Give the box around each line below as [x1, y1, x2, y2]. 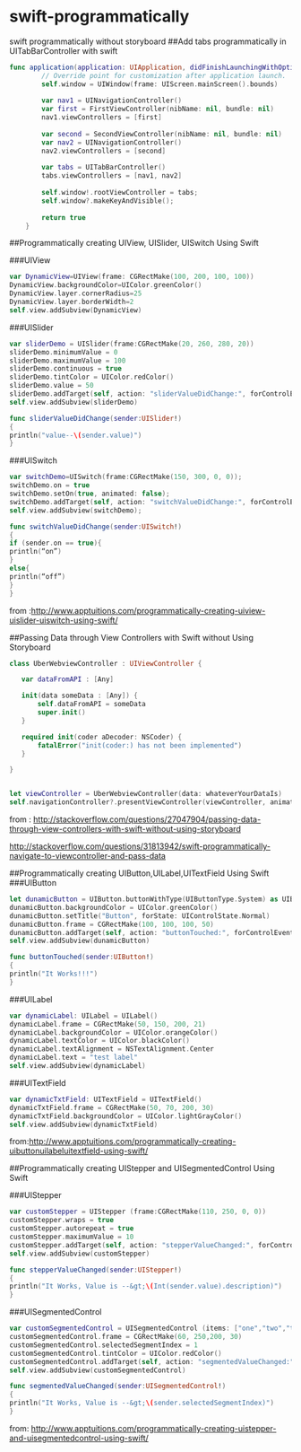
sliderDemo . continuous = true [9, 364, 123, 373]
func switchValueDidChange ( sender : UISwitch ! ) [9, 522, 182, 531]
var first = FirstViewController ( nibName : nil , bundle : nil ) [41, 105, 275, 114]
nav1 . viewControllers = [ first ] [41, 113, 163, 122]
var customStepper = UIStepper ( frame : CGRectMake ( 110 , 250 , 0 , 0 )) [9, 1207, 267, 1217]
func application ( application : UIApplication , [9, 63, 186, 72]
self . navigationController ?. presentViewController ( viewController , [9, 798, 267, 807]
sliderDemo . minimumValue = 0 [9, 347, 118, 356]
